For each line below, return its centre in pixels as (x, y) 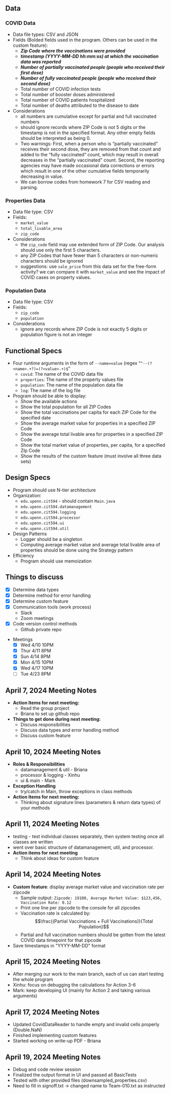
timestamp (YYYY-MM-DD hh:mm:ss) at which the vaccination (90, 56)
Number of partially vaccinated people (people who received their (93, 67)
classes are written (33, 842)
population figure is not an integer (56, 335)
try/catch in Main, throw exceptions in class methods (76, 792)
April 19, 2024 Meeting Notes (53, 1057)
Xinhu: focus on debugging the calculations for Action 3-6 (74, 985)
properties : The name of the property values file (72, 379)
